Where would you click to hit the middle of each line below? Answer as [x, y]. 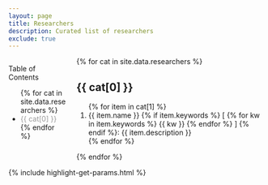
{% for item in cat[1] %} [128, 107]
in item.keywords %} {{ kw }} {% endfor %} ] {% [169, 124]
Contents [23, 77]
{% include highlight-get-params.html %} [77, 173]
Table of [22, 69]
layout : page [30, 16]
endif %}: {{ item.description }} [140, 133]
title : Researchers [41, 24]
